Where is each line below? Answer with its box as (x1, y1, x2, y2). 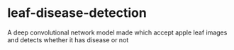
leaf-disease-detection (7, 5, 147, 21)
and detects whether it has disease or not (7, 35, 129, 44)
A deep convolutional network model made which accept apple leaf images (7, 28, 228, 37)
